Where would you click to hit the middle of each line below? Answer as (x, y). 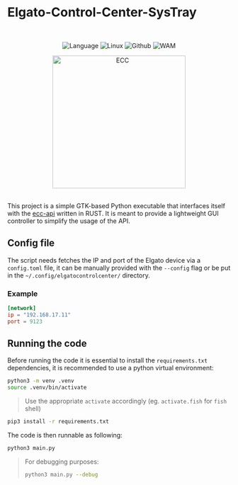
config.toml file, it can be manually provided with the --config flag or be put (119, 268)
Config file (31, 243)
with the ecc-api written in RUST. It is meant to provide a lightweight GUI (113, 213)
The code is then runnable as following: (65, 435)
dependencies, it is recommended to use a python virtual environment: (110, 368)
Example (23, 293)
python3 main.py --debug (61, 474)
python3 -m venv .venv (41, 381)
